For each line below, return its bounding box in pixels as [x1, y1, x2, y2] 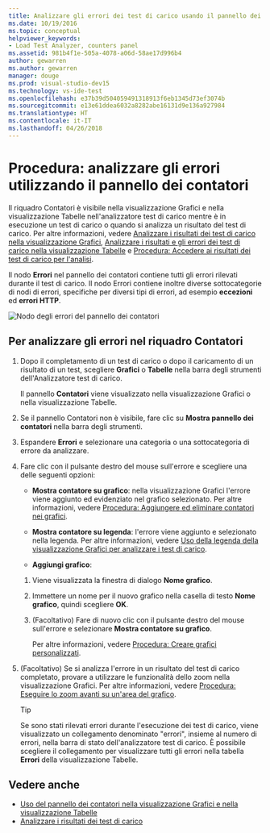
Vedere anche [8, 777, 81, 791]
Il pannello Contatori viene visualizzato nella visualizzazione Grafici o [19, 389, 251, 398]
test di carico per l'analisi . [8, 254, 94, 264]
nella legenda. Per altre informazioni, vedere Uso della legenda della [31, 535, 259, 545]
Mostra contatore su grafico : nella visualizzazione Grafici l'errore [31, 485, 251, 495]
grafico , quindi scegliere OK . [31, 599, 129, 609]
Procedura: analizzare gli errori [8, 159, 220, 177]
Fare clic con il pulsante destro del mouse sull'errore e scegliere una [19, 461, 247, 471]
